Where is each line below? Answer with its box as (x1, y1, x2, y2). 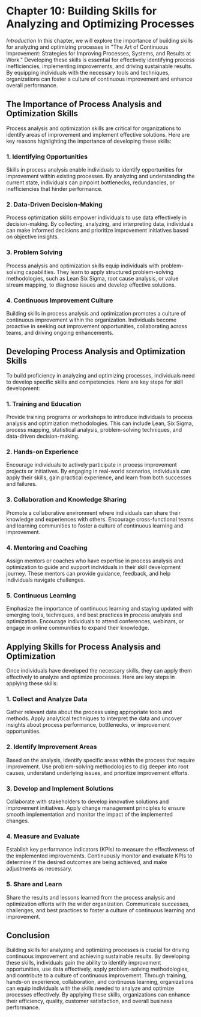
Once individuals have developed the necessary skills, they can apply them (6, 667, 192, 674)
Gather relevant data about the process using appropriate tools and (6, 709, 173, 716)
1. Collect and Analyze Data (6, 694, 88, 703)
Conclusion (6, 930, 50, 941)
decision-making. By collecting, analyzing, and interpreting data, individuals (6, 220, 194, 228)
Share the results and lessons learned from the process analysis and (6, 894, 176, 901)
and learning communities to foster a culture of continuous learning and (6, 522, 184, 529)
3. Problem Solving (6, 248, 63, 257)
